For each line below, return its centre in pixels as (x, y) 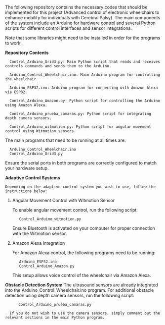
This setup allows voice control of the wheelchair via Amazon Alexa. (82, 275)
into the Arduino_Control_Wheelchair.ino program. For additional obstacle (80, 290)
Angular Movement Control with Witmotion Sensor (63, 200)
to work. (14, 43)
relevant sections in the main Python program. (55, 318)
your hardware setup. (27, 168)
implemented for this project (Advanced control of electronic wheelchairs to (82, 12)
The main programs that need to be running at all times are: (65, 140)
